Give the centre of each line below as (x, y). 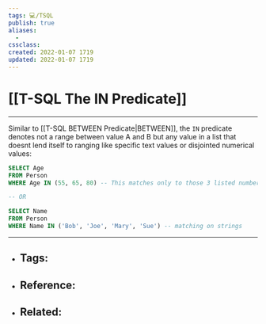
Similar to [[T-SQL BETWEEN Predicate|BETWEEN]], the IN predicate (120, 128)
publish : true (32, 23)
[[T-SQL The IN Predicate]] (98, 99)
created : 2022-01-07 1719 (51, 52)
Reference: (47, 285)
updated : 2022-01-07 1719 (51, 60)
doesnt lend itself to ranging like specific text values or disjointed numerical (131, 145)
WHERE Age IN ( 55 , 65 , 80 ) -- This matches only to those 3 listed (122, 183)
